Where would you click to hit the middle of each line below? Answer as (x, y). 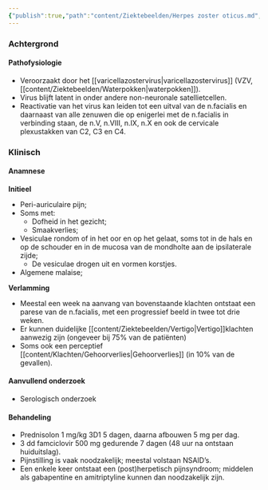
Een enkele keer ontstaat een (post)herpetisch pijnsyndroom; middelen (136, 469)
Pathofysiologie (35, 63)
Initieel (20, 189)
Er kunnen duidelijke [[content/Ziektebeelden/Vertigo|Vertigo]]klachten (136, 329)
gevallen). (36, 363)
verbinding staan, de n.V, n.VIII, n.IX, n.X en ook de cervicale (119, 123)
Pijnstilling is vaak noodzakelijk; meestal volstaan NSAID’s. (115, 460)
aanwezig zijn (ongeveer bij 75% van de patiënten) (103, 337)
